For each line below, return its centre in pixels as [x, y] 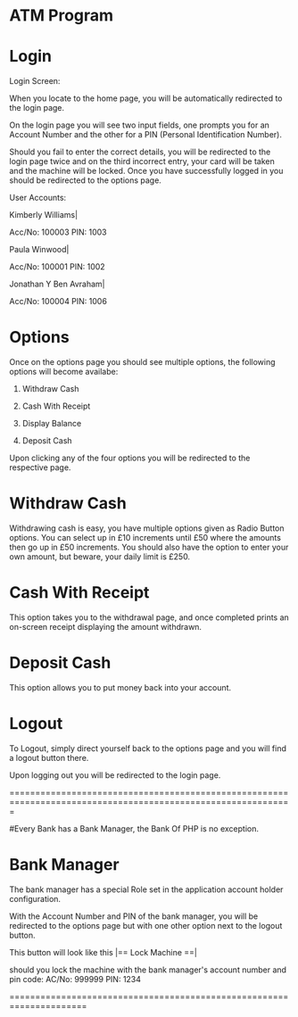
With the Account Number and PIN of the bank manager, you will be [134, 916]
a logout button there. [49, 757]
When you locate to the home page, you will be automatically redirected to [146, 98]
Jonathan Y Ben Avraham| [57, 284]
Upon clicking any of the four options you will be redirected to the [130, 458]
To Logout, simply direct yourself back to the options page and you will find [148, 748]
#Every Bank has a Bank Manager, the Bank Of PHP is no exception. [134, 828]
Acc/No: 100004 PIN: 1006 [58, 302]
